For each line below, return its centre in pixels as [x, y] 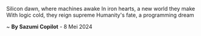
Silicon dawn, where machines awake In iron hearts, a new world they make [101, 9]
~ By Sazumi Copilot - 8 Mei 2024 [49, 27]
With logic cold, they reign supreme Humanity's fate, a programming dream [100, 15]
